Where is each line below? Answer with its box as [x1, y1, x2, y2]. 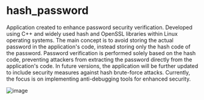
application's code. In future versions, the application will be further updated [6, 62, 199, 70]
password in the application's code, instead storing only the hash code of [6, 43, 191, 50]
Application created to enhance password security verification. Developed [6, 24, 193, 31]
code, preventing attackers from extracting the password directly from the [6, 56, 192, 63]
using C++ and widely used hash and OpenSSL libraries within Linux [6, 30, 178, 37]
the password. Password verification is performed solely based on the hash [6, 49, 196, 56]
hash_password [6, 4, 89, 18]
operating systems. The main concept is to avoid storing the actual [6, 36, 174, 44]
